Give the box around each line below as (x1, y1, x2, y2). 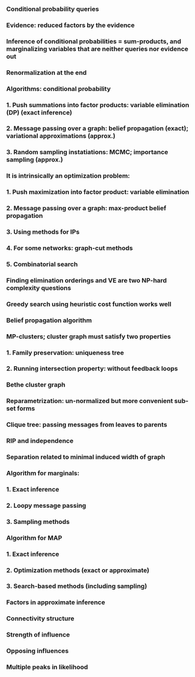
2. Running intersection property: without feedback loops (6, 364, 178, 373)
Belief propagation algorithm (6, 316, 92, 324)
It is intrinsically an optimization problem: (6, 172, 131, 180)
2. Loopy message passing (6, 501, 86, 510)
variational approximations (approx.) (6, 132, 116, 140)
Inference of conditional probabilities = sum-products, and (6, 37, 182, 45)
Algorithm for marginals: (6, 469, 80, 477)
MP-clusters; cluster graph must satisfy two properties (6, 332, 172, 340)
